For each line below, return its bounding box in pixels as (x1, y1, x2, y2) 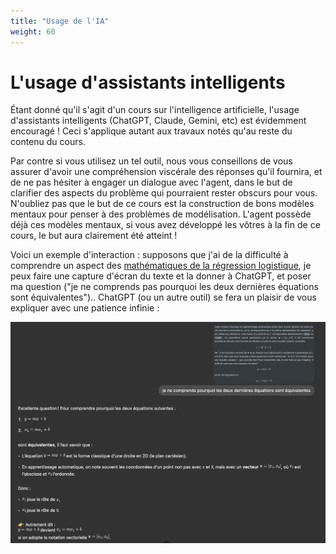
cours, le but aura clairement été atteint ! (10, 230, 178, 242)
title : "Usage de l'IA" (10, 16, 110, 26)
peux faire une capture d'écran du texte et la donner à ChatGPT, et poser (10, 270, 312, 282)
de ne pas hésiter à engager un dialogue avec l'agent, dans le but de (10, 176, 293, 189)
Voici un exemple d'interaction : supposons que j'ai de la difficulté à (10, 249, 289, 261)
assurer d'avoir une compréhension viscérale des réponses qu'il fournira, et (10, 166, 323, 178)
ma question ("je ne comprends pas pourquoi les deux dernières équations (10, 281, 319, 293)
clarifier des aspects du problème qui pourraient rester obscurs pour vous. (10, 187, 318, 199)
